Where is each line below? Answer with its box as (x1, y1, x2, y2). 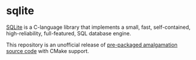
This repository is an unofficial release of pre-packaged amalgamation (6, 41, 178, 48)
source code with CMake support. (6, 47, 89, 54)
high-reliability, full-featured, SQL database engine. (6, 29, 131, 36)
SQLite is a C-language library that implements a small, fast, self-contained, (6, 24, 191, 31)
